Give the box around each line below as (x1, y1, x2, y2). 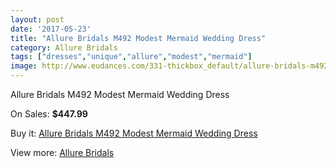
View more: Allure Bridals (10, 147, 115, 158)
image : (10, 61, 38, 71)
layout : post (10, 14, 65, 25)
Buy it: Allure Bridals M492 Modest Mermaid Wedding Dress (10, 127, 258, 139)
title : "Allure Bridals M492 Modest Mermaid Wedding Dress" (10, 33, 267, 43)
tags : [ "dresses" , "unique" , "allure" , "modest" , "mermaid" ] (10, 52, 253, 62)
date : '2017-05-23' (10, 24, 92, 34)
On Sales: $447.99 (10, 108, 88, 120)
